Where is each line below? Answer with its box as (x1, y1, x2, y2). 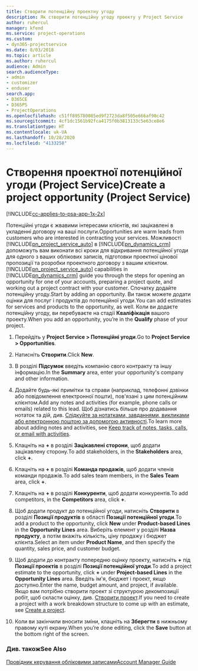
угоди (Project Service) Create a (6, 178, 166, 192)
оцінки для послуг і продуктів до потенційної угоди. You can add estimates (6, 297, 192, 304)
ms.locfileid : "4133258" (6, 140, 67, 146)
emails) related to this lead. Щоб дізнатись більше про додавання (14, 405, 177, 412)
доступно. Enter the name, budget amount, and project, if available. (14, 581, 178, 588)
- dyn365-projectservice (6, 42, 67, 48)
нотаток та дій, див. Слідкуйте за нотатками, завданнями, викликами (14, 411, 190, 419)
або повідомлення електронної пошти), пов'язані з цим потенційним (14, 393, 187, 400)
